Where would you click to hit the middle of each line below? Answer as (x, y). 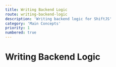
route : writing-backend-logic (36, 14)
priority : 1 (17, 28)
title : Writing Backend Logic (36, 10)
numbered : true (21, 33)
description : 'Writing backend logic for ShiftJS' (58, 19)
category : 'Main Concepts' (33, 23)
